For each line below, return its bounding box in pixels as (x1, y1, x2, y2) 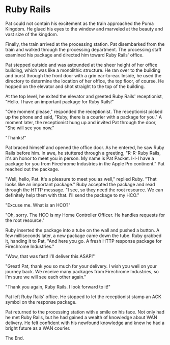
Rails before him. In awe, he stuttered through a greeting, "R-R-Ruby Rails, (5, 150, 161, 156)
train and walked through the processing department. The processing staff (5, 46, 162, 52)
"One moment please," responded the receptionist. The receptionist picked (5, 108, 163, 114)
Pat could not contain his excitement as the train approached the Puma (5, 20, 154, 26)
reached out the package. (5, 166, 60, 172)
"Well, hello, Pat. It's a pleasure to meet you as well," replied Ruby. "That (5, 176, 157, 182)
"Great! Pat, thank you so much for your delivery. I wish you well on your (5, 263, 157, 269)
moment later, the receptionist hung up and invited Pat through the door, (5, 119, 157, 125)
